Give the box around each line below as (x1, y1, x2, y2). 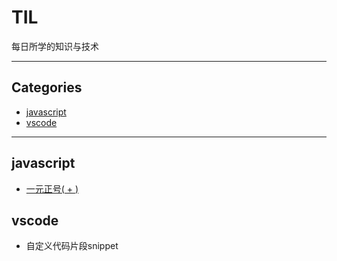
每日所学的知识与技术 (11, 40, 99, 52)
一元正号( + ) (25, 182, 79, 195)
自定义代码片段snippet (25, 240, 119, 252)
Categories (11, 79, 83, 96)
